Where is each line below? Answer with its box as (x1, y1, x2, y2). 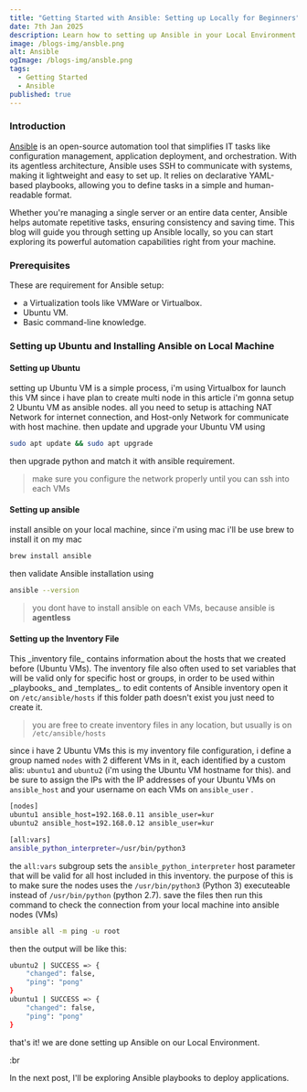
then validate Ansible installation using (9, 568, 154, 579)
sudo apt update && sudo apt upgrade (9, 440, 153, 449)
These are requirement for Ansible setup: (9, 280, 164, 291)
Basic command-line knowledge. (22, 317, 147, 328)
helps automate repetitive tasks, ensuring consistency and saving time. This (9, 217, 295, 228)
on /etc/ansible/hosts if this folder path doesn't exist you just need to (9, 692, 275, 704)
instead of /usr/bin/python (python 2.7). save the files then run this (9, 889, 263, 900)
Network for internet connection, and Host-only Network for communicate (9, 412, 290, 423)
